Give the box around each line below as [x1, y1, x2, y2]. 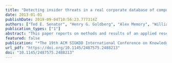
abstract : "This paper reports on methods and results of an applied [5, 31, 157, 36]
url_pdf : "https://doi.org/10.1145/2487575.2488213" [5, 45, 120, 50]
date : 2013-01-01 [5, 12, 42, 17]
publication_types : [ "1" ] [5, 26, 60, 31]
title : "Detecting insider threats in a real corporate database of [5, 7, 155, 13]
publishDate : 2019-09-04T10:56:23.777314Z [5, 17, 97, 22]
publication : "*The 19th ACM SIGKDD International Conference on [5, 41, 147, 46]
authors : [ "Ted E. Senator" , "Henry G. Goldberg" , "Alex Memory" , [5, 21, 150, 27]
